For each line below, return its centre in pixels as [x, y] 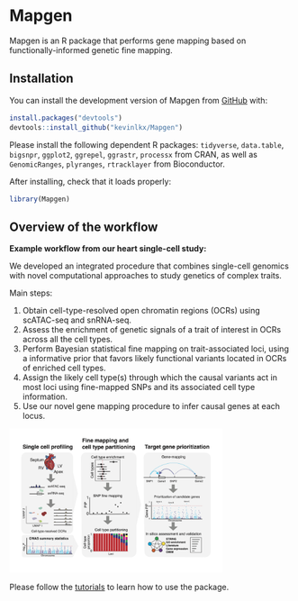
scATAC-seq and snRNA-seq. [77, 320]
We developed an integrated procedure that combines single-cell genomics [149, 266]
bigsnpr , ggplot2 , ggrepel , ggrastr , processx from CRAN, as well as [134, 154]
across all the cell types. [68, 340]
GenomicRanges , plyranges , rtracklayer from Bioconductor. [117, 164]
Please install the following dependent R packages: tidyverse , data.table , [147, 144]
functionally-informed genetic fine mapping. [91, 50]
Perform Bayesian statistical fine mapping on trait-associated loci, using [156, 349]
